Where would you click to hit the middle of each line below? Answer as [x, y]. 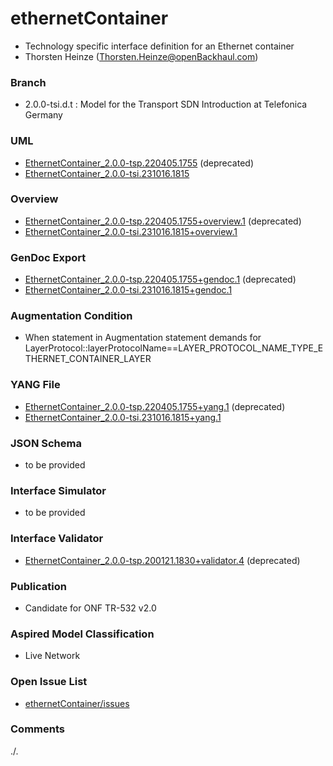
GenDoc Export [48, 257]
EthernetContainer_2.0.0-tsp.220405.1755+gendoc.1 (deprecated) [160, 279]
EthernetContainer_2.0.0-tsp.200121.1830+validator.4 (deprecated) [162, 560]
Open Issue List [49, 682]
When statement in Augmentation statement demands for [143, 338]
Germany [43, 115]
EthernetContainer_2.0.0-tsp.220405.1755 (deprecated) [139, 163]
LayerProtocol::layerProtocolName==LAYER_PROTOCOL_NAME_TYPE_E [174, 348]
